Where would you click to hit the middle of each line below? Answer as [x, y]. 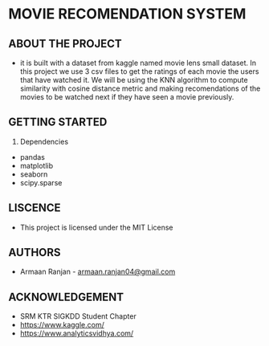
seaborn [34, 174]
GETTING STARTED [58, 122]
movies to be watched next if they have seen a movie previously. [127, 97]
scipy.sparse [41, 182]
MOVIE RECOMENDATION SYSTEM [127, 14]
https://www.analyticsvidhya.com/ [77, 333]
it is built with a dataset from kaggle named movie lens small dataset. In [138, 63]
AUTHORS [35, 252]
